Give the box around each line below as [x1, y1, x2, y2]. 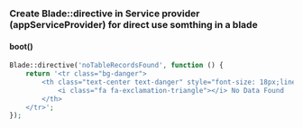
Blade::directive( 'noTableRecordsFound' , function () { [9, 61, 224, 70]
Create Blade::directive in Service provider [9, 7, 200, 20]
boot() [9, 41, 33, 51]
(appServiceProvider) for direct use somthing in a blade [9, 18, 259, 31]
